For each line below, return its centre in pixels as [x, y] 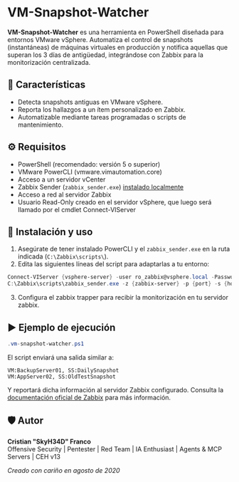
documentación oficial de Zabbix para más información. [89, 397]
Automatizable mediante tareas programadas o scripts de [102, 117]
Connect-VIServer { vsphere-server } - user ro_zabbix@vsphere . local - [111, 277]
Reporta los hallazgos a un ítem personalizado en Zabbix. [102, 109]
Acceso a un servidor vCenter [62, 179]
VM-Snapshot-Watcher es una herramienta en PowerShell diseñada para [116, 32]
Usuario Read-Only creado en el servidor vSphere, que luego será [115, 202]
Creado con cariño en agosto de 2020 [64, 470]
